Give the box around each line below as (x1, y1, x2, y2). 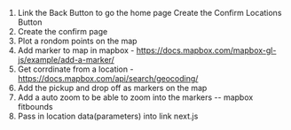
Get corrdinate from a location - (17, 64, 134, 74)
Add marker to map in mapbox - (17, 45, 135, 56)
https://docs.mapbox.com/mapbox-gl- (136, 45, 277, 56)
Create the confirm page (17, 27, 108, 36)
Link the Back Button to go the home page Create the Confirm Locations (17, 8, 282, 18)
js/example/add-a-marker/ (17, 55, 115, 65)
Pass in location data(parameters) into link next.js (17, 111, 199, 121)
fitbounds (17, 102, 53, 111)
